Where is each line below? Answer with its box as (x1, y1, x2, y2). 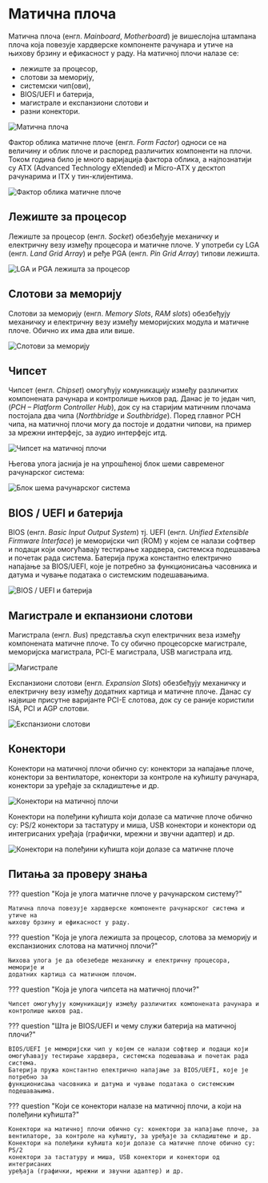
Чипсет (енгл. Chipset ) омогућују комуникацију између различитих (8, 385, 238, 395)
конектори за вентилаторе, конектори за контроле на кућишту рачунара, (8, 772, 260, 782)
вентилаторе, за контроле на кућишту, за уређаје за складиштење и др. (8, 1132, 252, 1140)
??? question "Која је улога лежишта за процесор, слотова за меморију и (8, 932, 258, 942)
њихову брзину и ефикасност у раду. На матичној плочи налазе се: (8, 48, 239, 58)
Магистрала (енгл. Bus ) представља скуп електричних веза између (8, 630, 242, 639)
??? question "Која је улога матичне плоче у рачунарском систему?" (8, 888, 242, 898)
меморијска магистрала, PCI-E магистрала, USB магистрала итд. (8, 647, 234, 657)
